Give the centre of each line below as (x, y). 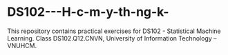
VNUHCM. (22, 45)
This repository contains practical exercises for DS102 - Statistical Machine (114, 31)
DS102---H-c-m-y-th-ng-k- (88, 12)
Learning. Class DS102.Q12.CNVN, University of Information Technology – (112, 38)
